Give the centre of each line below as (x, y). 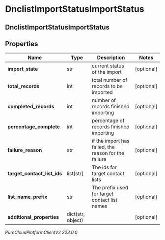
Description (111, 58)
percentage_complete (34, 127)
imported (102, 92)
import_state (23, 69)
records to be (107, 86)
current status (108, 66)
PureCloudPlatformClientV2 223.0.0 (41, 233)
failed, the (103, 147)
